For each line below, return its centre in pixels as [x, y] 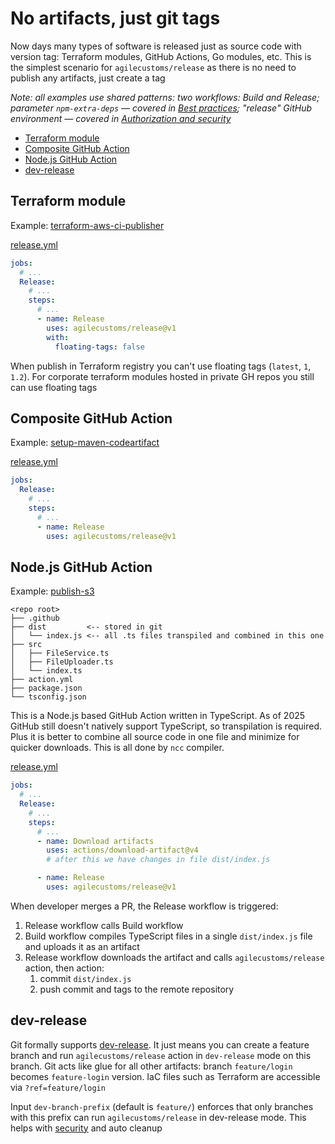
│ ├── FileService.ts [60, 653]
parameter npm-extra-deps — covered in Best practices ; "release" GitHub [161, 108]
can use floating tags [54, 387]
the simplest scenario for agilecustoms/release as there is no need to [153, 67]
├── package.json [46, 688]
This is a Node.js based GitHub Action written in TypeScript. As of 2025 [158, 716]
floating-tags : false [99, 347]
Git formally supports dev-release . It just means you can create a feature [160, 1044]
